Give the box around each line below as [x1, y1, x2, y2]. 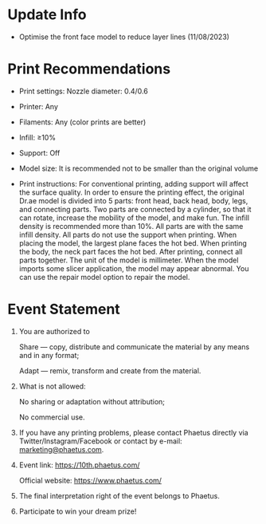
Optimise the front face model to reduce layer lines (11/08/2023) [18, 32, 230, 41]
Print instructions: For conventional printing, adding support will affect [18, 179, 248, 188]
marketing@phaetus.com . [18, 444, 104, 454]
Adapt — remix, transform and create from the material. [18, 365, 201, 376]
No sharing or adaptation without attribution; [18, 396, 165, 406]
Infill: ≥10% [18, 132, 57, 142]
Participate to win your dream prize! [18, 506, 137, 516]
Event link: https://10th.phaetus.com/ [18, 460, 140, 470]
